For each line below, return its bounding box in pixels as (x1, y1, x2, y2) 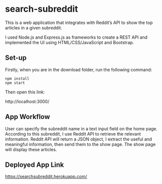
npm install (5, 76, 29, 81)
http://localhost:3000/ (5, 98, 50, 104)
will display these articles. (5, 146, 57, 152)
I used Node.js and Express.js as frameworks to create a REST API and (5, 34, 148, 40)
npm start (5, 80, 25, 85)
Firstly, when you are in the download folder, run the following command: (5, 67, 152, 72)
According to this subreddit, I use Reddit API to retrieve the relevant (5, 131, 141, 137)
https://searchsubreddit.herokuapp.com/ (5, 174, 87, 180)
